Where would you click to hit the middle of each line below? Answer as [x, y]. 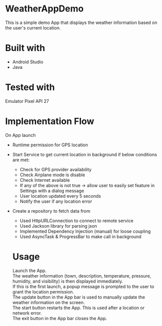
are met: [21, 160]
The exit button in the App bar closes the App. [60, 318]
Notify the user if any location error [56, 201]
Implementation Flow [50, 121]
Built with [25, 48]
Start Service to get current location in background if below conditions [84, 154]
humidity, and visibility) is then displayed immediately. [68, 281]
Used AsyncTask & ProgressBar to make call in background [81, 236]
